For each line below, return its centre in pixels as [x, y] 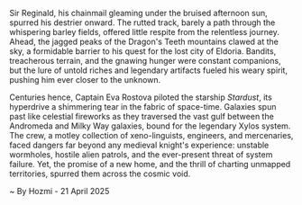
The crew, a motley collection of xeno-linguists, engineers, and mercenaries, [151, 135]
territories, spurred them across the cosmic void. [100, 174]
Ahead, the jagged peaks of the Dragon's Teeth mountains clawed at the [144, 41]
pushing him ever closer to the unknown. [85, 80]
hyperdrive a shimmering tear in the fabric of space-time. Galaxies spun [143, 107]
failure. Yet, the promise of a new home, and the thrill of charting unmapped [150, 164]
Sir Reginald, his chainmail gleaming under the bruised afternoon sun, [138, 13]
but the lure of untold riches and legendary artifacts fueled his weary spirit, [149, 70]
